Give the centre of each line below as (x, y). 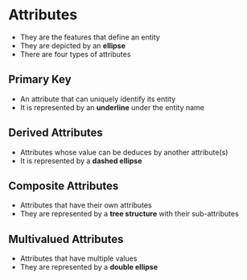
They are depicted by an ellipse (73, 45)
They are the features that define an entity (90, 37)
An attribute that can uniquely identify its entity (98, 99)
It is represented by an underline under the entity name (112, 107)
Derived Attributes (56, 133)
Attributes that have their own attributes (86, 205)
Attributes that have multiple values (78, 258)
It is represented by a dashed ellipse (81, 161)
